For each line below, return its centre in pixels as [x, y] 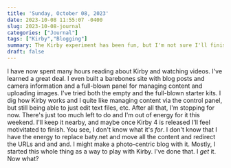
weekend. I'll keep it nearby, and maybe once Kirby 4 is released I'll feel [109, 122]
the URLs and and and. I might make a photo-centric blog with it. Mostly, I [111, 144]
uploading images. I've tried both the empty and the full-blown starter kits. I [114, 93]
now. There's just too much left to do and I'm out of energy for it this [104, 115]
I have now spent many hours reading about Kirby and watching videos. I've [115, 71]
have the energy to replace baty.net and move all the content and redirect [111, 136]
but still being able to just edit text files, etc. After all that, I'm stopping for [111, 108]
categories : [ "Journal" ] [43, 33]
